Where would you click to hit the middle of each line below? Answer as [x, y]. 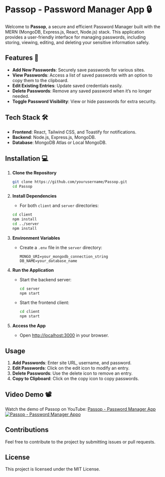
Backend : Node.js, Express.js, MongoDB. [54, 137]
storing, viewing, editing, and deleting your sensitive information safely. [78, 42]
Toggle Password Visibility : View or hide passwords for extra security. [84, 101]
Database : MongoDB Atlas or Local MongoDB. [59, 142]
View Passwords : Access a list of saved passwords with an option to [82, 75]
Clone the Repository [34, 173]
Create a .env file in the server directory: [61, 247]
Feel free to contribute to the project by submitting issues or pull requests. [80, 442]
